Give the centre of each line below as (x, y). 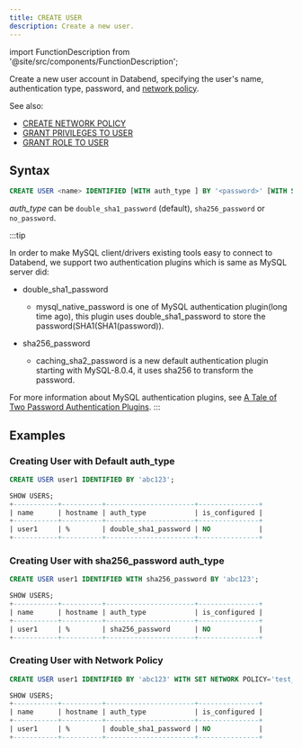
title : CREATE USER (46, 18)
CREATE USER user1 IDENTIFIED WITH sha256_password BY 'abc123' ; (134, 580)
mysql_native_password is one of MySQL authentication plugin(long (161, 307)
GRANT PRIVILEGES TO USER (77, 132)
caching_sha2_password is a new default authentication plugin (152, 361)
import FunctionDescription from (70, 51)
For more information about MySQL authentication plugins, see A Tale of (143, 398)
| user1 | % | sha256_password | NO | (136, 629)
